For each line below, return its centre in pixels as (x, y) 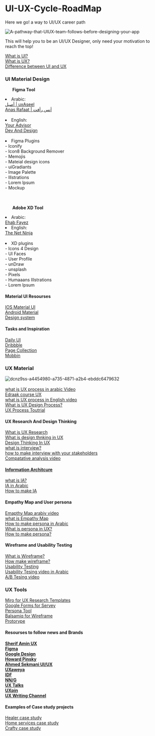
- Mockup (15, 188)
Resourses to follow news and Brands (44, 632)
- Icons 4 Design (22, 249)
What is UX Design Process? (34, 405)
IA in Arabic (17, 486)
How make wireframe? (28, 561)
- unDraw (15, 264)
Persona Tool (18, 611)
